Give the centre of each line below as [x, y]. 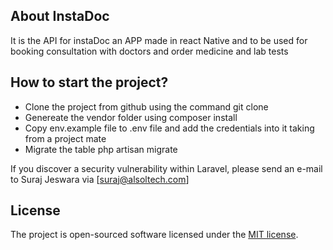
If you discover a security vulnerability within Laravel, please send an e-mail [166, 168]
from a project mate [65, 138]
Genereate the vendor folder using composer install [131, 117]
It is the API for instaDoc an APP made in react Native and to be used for [159, 40]
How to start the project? [89, 82]
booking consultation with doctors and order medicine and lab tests [149, 51]
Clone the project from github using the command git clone [146, 106]
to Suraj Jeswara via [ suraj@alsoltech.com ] [100, 179]
